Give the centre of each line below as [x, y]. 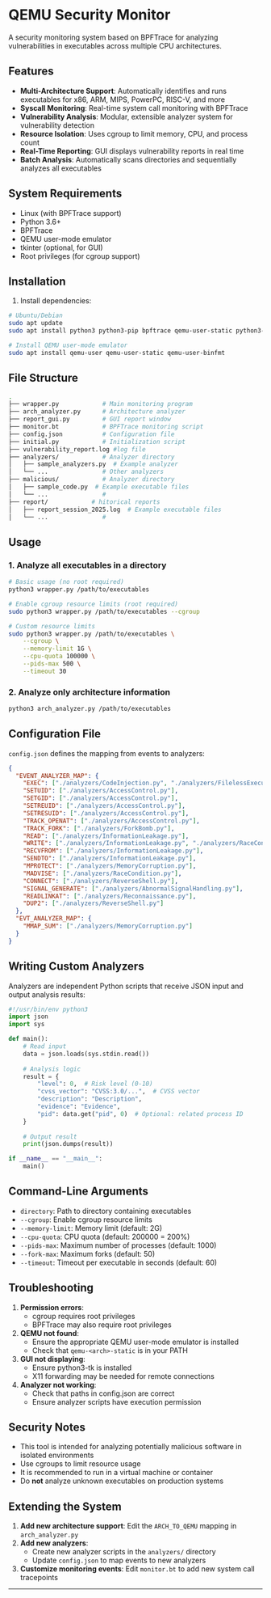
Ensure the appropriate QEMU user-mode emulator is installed [135, 1342]
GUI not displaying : [53, 1359]
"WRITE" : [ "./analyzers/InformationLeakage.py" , [106, 843]
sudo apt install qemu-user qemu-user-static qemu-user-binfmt [117, 353]
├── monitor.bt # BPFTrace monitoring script [106, 427]
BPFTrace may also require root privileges [102, 1325]
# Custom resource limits [52, 626]
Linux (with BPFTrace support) [71, 213]
